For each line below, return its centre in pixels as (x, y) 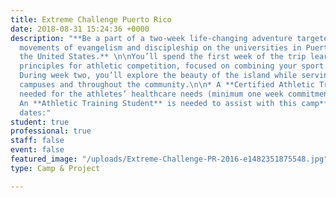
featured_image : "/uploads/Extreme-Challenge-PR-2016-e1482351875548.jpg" (169, 159)
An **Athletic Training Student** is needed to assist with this (158, 103)
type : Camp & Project (55, 168)
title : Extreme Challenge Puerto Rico (91, 19)
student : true (40, 122)
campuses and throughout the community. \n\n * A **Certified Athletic (167, 85)
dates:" (35, 112)
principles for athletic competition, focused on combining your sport (172, 66)
